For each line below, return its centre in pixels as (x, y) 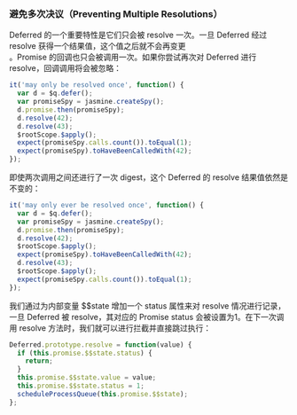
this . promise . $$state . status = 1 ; (81, 386)
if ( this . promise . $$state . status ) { (85, 353)
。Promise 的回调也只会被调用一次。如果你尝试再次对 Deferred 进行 (133, 57)
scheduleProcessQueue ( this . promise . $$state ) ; (103, 394)
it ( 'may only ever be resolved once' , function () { (106, 206)
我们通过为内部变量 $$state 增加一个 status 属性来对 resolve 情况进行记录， (148, 305)
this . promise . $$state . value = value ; (87, 378)
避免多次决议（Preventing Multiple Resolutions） (116, 13)
